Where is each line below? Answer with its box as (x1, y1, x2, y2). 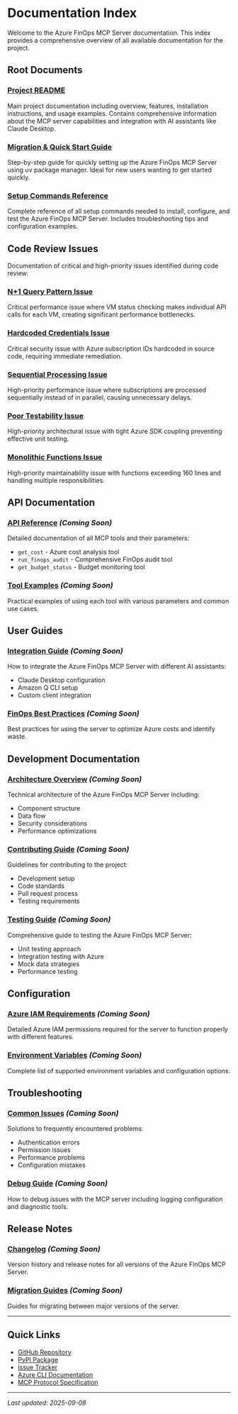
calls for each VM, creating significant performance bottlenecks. (7, 310, 196, 319)
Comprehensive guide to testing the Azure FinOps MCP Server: (7, 931, 193, 939)
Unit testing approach (17, 944, 81, 953)
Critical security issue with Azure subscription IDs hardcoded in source (7, 344, 215, 353)
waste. (7, 733, 27, 741)
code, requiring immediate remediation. (7, 351, 123, 360)
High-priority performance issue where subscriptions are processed (7, 385, 207, 394)
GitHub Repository (17, 1347, 72, 1357)
